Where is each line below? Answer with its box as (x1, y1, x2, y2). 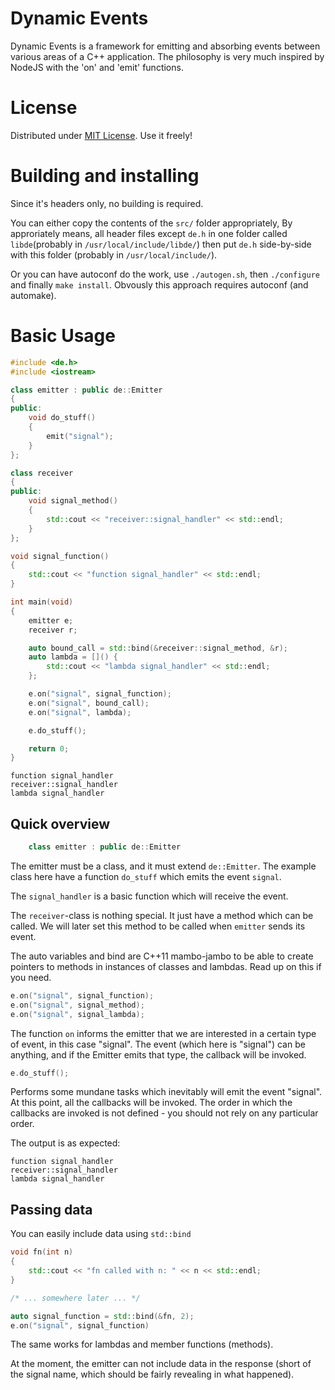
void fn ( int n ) (10, 1247, 74, 1257)
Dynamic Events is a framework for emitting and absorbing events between (10, 40, 321, 52)
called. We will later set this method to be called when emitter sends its (10, 920, 306, 932)
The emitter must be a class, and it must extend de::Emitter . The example (10, 860, 317, 872)
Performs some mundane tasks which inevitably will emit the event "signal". (10, 1086, 323, 1098)
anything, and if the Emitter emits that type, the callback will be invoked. (10, 1048, 307, 1061)
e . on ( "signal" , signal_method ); (10, 1000, 145, 1010)
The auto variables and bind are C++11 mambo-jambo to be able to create (10, 950, 314, 962)
